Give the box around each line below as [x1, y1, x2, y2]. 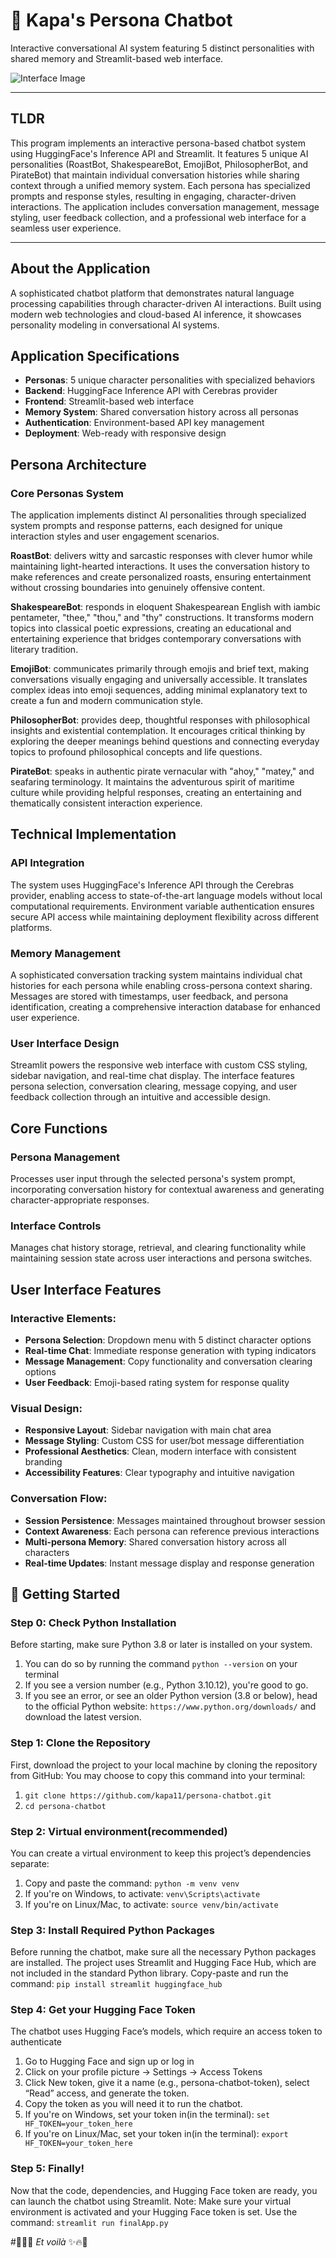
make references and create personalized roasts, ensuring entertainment [10, 571, 312, 583]
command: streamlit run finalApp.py [10, 2216, 169, 2228]
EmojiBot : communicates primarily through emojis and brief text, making [10, 663, 310, 675]
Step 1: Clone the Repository [10, 1736, 151, 1750]
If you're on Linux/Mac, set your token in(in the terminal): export [24, 2128, 289, 2140]
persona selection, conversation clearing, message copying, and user [10, 1080, 298, 1093]
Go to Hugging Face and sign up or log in [24, 2055, 195, 2068]
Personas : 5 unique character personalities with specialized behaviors [24, 374, 316, 386]
